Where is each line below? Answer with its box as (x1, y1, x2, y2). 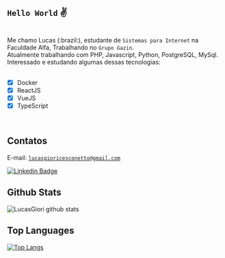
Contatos (7, 135, 48, 147)
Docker (16, 78, 38, 86)
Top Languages (7, 225, 75, 237)
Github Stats (7, 187, 62, 198)
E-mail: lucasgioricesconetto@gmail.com (7, 153, 121, 161)
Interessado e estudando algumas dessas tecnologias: (7, 58, 161, 66)
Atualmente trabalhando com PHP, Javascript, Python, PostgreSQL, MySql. (7, 50, 219, 58)
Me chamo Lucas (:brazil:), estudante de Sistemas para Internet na (7, 36, 199, 44)
